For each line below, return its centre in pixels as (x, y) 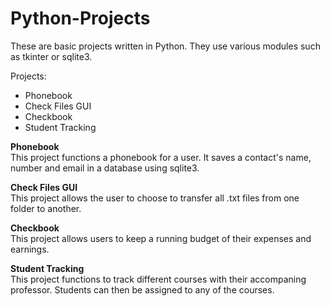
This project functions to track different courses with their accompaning (158, 279)
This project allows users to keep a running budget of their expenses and (161, 238)
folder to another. (46, 208)
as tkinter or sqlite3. (51, 56)
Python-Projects (80, 18)
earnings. (30, 249)
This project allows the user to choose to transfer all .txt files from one (155, 198)
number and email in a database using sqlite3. (105, 168)
